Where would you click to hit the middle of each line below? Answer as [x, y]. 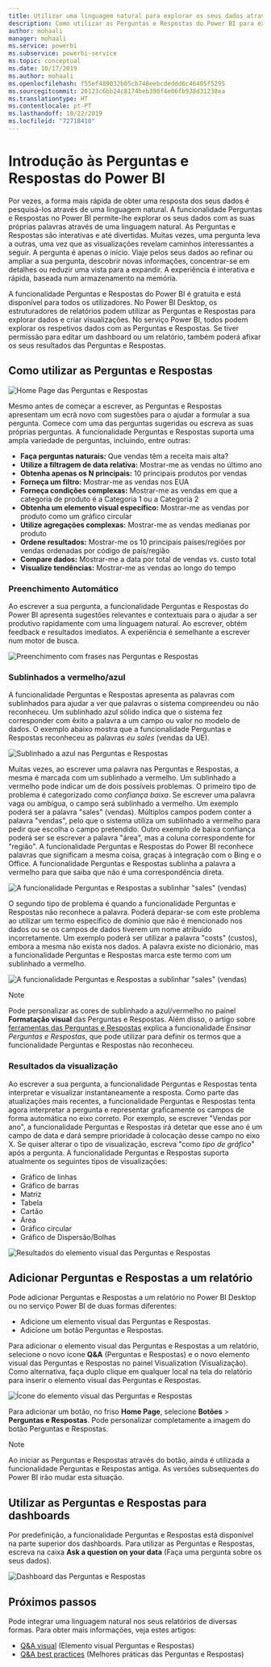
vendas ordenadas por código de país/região [95, 550]
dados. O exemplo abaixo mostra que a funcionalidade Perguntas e [120, 730]
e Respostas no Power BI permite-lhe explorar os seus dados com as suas [132, 218]
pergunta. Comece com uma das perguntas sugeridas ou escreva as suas [131, 423]
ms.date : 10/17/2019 [43, 69]
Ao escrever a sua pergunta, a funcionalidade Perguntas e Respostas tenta [133, 1084]
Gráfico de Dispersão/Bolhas [68, 1237]
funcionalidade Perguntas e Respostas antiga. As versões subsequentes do [134, 1469]
